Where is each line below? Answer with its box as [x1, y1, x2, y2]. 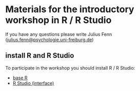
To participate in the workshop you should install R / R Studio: [5, 65, 135, 71]
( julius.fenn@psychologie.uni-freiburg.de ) [5, 37, 94, 43]
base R [12, 75, 28, 81]
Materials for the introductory [5, 4, 134, 15]
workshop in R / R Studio [5, 14, 112, 26]
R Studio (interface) [12, 80, 54, 86]
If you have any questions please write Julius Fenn [5, 31, 112, 37]
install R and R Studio [5, 51, 74, 60]
